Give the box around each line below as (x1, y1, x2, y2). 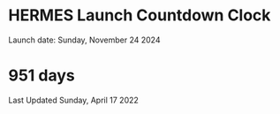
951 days (8, 65, 76, 86)
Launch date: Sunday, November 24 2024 (8, 34, 161, 45)
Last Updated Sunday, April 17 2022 (8, 95, 139, 105)
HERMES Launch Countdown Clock (8, 5, 271, 26)
